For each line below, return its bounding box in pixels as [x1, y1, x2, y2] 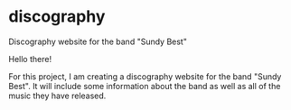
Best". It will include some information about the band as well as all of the [8, 80, 281, 91]
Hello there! [8, 53, 52, 64]
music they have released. [8, 90, 107, 101]
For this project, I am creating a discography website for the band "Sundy [8, 70, 282, 82]
